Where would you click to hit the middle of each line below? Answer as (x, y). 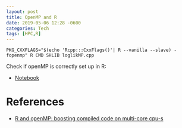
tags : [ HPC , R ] (24, 34)
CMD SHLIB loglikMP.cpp (65, 55)
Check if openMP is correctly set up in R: (56, 67)
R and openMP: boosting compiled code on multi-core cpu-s (89, 118)
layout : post (22, 12)
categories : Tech (28, 28)
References (35, 102)
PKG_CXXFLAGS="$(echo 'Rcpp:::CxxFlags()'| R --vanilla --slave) (89, 50)
